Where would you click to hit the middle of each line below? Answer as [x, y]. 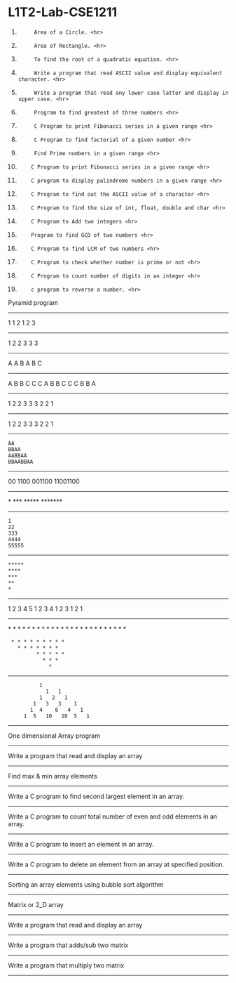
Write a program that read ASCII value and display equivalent [128, 73]
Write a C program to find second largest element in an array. [96, 796]
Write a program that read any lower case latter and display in [131, 93]
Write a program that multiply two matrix [66, 965]
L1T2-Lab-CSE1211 [63, 12]
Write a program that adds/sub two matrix [68, 945]
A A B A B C [25, 363]
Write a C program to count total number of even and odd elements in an [113, 816]
